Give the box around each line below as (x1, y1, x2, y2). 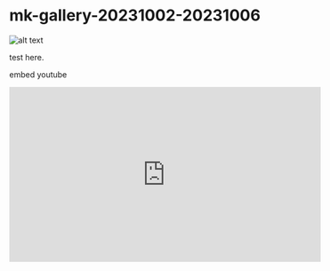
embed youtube (9, 68, 68, 80)
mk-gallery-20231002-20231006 (9, 5, 261, 26)
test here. (9, 52, 44, 62)
